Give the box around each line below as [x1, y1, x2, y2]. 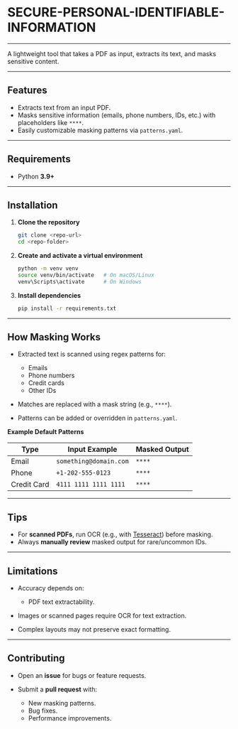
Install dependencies [17, 291, 81, 299]
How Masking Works [7, 331, 101, 343]
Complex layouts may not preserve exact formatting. [17, 625, 171, 634]
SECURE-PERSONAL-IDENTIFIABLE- [7, 4, 225, 21]
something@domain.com [56, 458, 129, 465]
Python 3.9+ [17, 172, 55, 180]
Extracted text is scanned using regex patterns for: [17, 350, 166, 359]
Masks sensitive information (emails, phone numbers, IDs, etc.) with [17, 111, 216, 119]
